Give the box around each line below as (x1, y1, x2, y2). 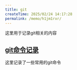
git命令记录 (5, 46, 39, 54)
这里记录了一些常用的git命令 (5, 59, 62, 66)
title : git (5, 7, 27, 12)
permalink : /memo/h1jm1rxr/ (5, 16, 62, 21)
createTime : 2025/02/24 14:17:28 (5, 12, 73, 17)
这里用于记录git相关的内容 (5, 30, 57, 36)
